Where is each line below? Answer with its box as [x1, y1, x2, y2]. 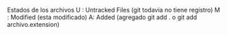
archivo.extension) [7, 21, 60, 28]
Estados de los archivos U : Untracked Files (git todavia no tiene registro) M [7, 6, 221, 14]
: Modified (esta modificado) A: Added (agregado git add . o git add [7, 13, 198, 21]
